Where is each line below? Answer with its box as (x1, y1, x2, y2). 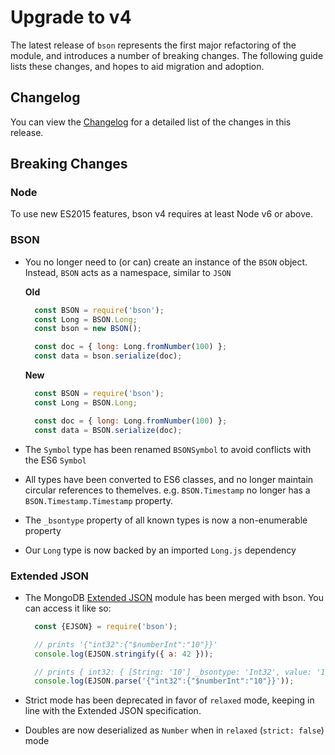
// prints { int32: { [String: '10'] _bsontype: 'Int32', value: (34, 667, 312, 677)
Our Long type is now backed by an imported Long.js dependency (24, 544, 297, 556)
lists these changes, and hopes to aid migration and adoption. (10, 60, 265, 72)
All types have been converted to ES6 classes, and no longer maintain (24, 473, 314, 485)
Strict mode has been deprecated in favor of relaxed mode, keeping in (24, 694, 315, 706)
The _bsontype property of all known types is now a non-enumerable (24, 514, 308, 526)
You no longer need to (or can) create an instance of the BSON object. (24, 256, 308, 268)
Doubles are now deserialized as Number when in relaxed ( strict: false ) (24, 724, 325, 736)
